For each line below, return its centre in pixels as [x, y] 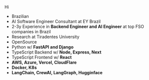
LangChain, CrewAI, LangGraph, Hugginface [57, 73]
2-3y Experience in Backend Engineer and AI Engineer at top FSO [78, 27]
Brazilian [20, 16]
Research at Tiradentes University [45, 37]
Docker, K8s [24, 67]
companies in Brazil [31, 32]
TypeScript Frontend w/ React [42, 57]
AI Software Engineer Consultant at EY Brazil [56, 21]
